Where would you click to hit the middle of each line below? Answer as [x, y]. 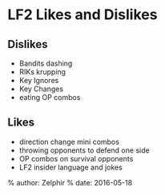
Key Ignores [39, 80]
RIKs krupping [42, 72]
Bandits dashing [46, 63]
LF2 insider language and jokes [71, 167]
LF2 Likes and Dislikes [82, 15]
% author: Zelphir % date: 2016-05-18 [70, 182]
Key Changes [41, 89]
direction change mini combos [69, 141]
